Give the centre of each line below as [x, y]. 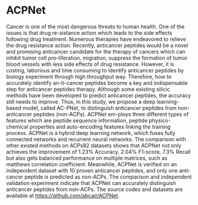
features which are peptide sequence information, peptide [77, 120]
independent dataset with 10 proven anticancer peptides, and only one [92, 170]
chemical [17, 127]
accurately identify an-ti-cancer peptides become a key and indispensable [97, 82]
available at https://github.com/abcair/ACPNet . [63, 196]
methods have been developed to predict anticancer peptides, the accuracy [98, 95]
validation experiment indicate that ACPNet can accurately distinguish [91, 183]
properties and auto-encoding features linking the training [100, 127]
